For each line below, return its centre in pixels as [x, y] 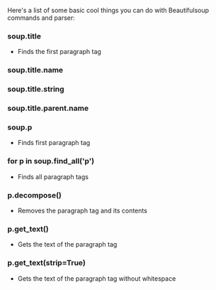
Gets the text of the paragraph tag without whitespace [97, 278]
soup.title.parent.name [48, 108]
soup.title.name [35, 70]
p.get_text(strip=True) [47, 263]
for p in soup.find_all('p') [51, 161]
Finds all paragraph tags [53, 176]
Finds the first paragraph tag [59, 52]
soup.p [20, 127]
